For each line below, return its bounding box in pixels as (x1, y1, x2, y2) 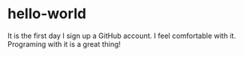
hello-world (7, 5, 87, 23)
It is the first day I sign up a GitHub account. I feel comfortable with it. (7, 31, 237, 40)
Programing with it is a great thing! (7, 39, 122, 48)
